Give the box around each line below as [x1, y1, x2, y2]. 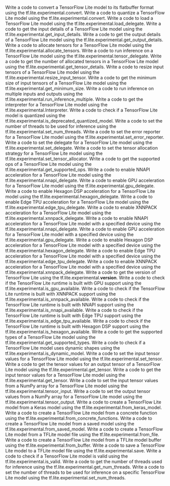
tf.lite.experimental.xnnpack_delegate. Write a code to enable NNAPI [5, 215, 148, 221]
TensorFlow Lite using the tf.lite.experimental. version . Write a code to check [5, 275, 165, 280]
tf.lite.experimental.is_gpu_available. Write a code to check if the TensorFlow [5, 285, 165, 292]
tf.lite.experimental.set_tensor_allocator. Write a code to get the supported [5, 156, 160, 162]
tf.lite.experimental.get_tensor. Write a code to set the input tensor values [5, 378, 158, 383]
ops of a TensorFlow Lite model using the [5, 161, 92, 167]
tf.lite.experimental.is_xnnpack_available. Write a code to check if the [5, 296, 150, 302]
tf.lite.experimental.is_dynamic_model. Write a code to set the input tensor [5, 351, 160, 356]
